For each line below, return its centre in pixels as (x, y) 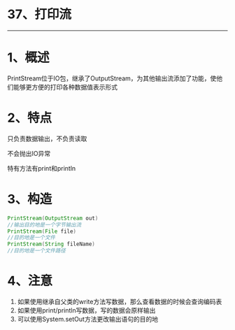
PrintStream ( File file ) (42, 231)
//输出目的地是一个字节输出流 (44, 224)
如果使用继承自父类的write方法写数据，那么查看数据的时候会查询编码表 (120, 301)
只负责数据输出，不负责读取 (47, 138)
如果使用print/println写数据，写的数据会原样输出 (86, 310)
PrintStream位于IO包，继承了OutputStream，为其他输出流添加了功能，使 (112, 78)
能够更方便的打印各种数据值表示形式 (65, 87)
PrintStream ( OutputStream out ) (53, 218)
